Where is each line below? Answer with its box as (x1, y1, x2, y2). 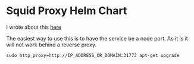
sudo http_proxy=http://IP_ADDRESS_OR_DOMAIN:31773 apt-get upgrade (6, 52, 180, 58)
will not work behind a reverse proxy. (6, 41, 97, 48)
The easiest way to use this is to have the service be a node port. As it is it (6, 35, 189, 42)
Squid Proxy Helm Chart (6, 4, 127, 18)
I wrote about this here (6, 23, 61, 31)
